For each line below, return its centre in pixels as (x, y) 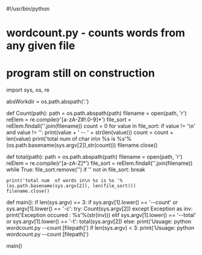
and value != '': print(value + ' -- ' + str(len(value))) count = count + (90, 132)
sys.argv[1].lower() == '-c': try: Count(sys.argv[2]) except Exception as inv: (99, 209)
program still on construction (81, 73)
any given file (41, 46)
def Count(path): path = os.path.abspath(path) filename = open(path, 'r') (96, 113)
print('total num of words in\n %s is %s (60, 181)
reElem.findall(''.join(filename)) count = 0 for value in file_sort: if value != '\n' (101, 126)
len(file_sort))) (114, 186)
